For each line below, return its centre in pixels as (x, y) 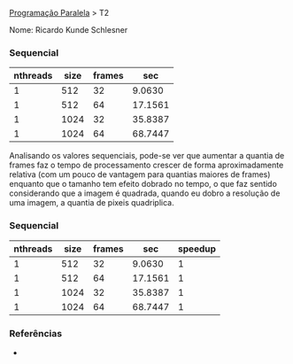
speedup (197, 249)
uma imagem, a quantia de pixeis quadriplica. (92, 203)
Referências (36, 333)
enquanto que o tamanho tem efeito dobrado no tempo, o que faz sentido (143, 184)
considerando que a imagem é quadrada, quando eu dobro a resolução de (145, 193)
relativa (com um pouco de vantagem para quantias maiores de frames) (140, 174)
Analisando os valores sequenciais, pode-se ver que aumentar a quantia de (147, 156)
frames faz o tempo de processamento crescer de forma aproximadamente (146, 165)
